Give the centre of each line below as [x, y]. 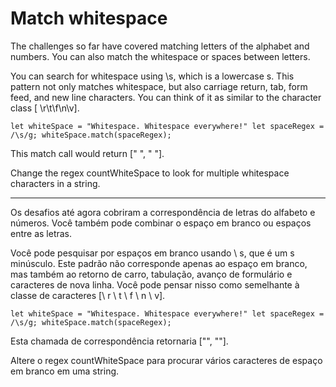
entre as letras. [41, 233]
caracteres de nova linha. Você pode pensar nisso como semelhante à [155, 284]
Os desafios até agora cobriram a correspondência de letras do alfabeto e [163, 212]
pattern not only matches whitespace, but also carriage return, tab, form [159, 86]
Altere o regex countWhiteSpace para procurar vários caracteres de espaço [166, 360]
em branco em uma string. [65, 371]
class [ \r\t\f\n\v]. [45, 108]
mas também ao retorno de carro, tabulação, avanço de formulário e [151, 274]
